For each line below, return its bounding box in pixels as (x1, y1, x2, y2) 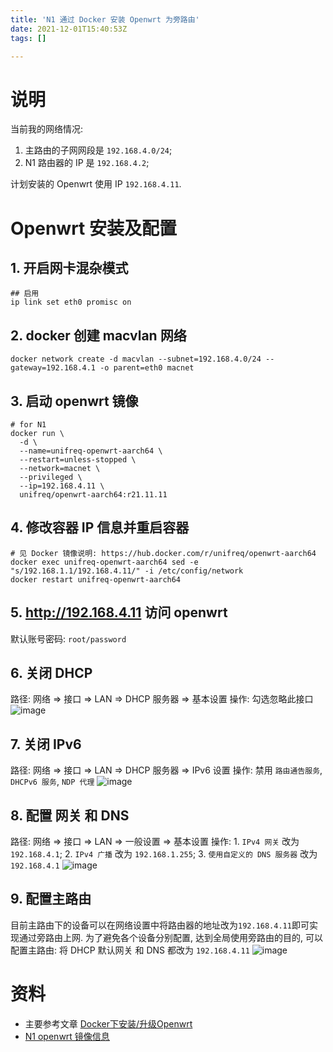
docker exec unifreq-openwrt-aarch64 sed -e (10, 557, 199, 567)
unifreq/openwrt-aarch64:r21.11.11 (19, 489, 168, 500)
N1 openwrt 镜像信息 (24, 1030, 110, 1042)
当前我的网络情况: (10, 123, 84, 135)
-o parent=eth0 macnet (99, 363, 195, 373)
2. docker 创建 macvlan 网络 (10, 327, 187, 344)
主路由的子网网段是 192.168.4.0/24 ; (24, 144, 173, 156)
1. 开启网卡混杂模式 (10, 259, 129, 276)
